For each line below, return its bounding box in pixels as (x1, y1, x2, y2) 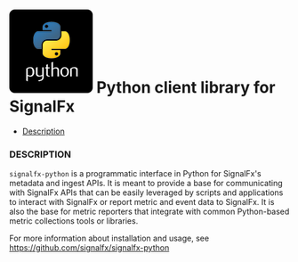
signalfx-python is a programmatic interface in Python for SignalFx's (9, 168, 262, 179)
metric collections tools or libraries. (9, 216, 139, 226)
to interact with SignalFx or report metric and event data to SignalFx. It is (9, 197, 275, 208)
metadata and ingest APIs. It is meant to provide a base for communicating (9, 178, 283, 189)
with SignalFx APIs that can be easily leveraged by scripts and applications (9, 187, 284, 198)
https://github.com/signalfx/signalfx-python (9, 242, 170, 253)
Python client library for (96, 78, 276, 98)
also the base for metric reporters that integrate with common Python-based (9, 206, 290, 217)
